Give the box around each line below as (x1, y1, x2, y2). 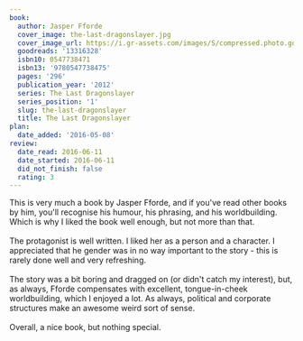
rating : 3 (17, 172, 54, 181)
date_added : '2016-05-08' (17, 131, 115, 140)
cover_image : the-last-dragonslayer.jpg (17, 30, 171, 39)
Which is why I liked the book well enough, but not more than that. (9, 217, 255, 227)
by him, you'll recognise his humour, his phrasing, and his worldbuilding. (9, 207, 278, 217)
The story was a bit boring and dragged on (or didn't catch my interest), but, (9, 274, 293, 285)
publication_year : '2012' (17, 80, 115, 89)
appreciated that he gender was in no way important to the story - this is (9, 245, 279, 256)
